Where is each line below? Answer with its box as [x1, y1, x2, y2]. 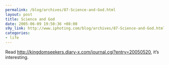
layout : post [5, 12, 33, 17]
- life [5, 35, 19, 40]
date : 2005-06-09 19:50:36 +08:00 [5, 21, 78, 26]
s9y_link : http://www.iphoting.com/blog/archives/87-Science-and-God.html [5, 26, 165, 31]
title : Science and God [5, 16, 55, 21]
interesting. [5, 54, 29, 60]
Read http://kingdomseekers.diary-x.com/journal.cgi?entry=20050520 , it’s [5, 48, 159, 55]
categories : [5, 30, 30, 35]
